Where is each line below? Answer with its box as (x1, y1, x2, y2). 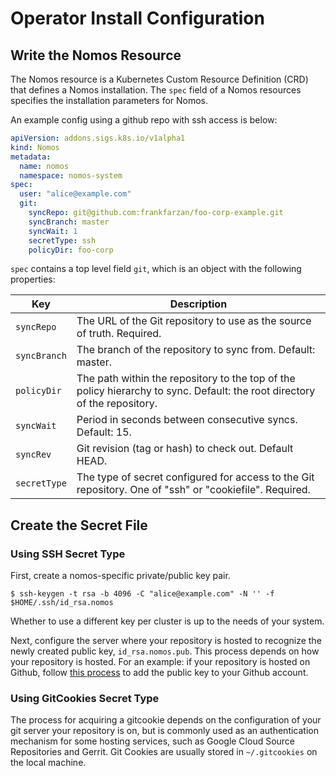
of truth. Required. (76, 327, 162, 341)
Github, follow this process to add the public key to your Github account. (10, 667, 309, 679)
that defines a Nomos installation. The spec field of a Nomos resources (10, 84, 302, 96)
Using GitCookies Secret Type (10, 691, 160, 705)
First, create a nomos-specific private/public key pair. (10, 570, 231, 582)
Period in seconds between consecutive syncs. (76, 413, 298, 427)
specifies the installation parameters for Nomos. (10, 95, 209, 106)
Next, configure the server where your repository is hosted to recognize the (10, 635, 322, 647)
